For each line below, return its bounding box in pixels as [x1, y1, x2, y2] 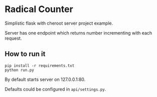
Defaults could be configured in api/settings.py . [5, 86, 106, 92]
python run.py [5, 67, 35, 72]
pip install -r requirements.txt [5, 63, 75, 68]
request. [5, 35, 22, 41]
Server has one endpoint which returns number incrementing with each [5, 30, 152, 36]
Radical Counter [5, 4, 73, 15]
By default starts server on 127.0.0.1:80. [5, 76, 86, 82]
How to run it [5, 50, 46, 58]
